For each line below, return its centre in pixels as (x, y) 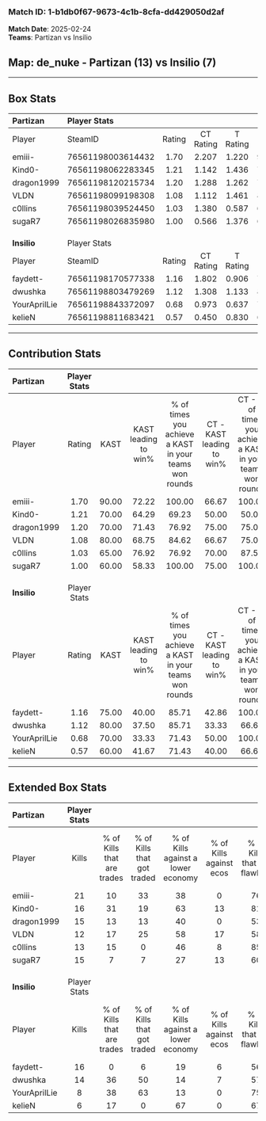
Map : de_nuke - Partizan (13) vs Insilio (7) (112, 62)
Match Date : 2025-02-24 (50, 29)
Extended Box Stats (57, 788)
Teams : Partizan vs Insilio (50, 37)
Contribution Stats (55, 354)
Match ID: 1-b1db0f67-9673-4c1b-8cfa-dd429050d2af (116, 12)
